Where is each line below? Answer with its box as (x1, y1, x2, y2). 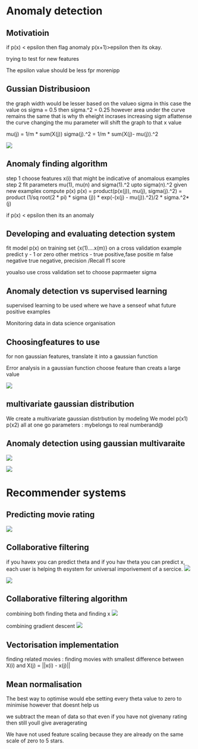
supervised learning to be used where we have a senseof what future (6, 302, 177, 309)
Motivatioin (6, 28, 49, 38)
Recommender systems (6, 486, 127, 499)
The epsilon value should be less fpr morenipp (6, 67, 120, 74)
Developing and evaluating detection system (6, 229, 175, 239)
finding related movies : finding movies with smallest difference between (6, 655, 184, 663)
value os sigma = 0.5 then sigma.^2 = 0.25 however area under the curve (6, 106, 186, 113)
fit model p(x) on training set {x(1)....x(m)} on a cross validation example (6, 244, 182, 251)
